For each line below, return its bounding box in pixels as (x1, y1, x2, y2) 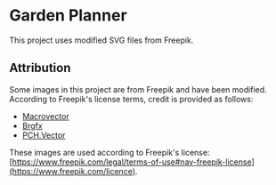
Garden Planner (9, 5, 127, 26)
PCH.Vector (21, 130, 66, 141)
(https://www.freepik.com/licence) (9, 165, 136, 176)
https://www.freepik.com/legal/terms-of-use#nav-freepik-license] (12, 157, 256, 167)
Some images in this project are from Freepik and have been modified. (9, 84, 267, 94)
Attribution (9, 60, 71, 76)
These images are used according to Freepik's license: (9, 147, 210, 157)
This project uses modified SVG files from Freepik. (9, 35, 194, 45)
